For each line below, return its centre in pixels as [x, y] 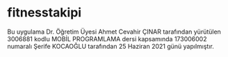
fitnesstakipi [44, 13]
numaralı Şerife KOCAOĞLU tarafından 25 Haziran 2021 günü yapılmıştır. [111, 46]
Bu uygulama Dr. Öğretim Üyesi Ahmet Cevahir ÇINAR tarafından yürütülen [114, 32]
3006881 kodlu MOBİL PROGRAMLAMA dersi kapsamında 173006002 [107, 38]
